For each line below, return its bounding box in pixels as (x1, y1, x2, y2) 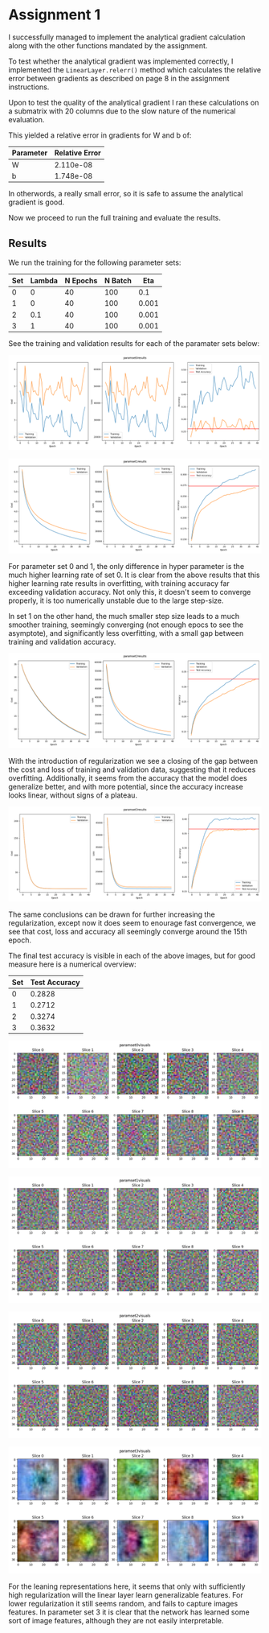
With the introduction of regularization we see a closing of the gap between (8, 757, 259, 766)
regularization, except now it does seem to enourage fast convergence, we (8, 918, 257, 928)
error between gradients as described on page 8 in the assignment (8, 73, 230, 83)
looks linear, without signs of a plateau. (8, 790, 138, 800)
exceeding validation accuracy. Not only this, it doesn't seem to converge (8, 588, 251, 597)
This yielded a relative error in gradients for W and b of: (8, 130, 192, 140)
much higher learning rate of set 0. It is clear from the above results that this (8, 570, 260, 580)
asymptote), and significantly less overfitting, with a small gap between (8, 629, 244, 638)
